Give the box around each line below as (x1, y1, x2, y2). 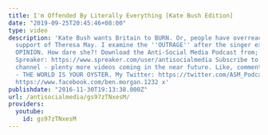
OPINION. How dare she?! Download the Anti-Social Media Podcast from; (15, 48, 259, 56)
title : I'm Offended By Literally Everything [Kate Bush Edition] (8, 11, 234, 20)
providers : (8, 100, 45, 108)
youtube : (15, 108, 45, 116)
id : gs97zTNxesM (22, 115, 77, 123)
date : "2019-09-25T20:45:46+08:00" (8, 19, 127, 27)
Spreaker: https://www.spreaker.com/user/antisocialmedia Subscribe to (15, 56, 259, 64)
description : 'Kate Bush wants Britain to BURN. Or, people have (8, 33, 230, 42)
